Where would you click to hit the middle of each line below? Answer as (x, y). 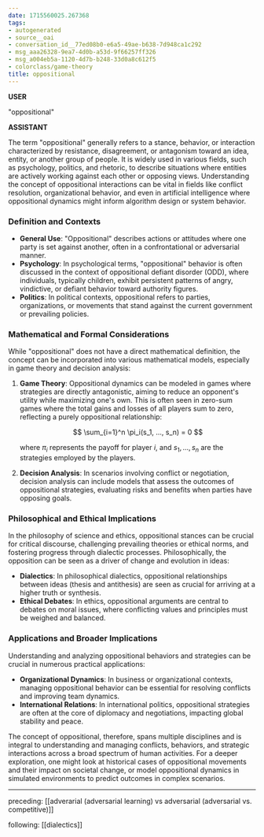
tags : (17, 23)
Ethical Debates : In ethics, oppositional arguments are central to (124, 601)
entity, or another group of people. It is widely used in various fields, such (127, 159)
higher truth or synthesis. (60, 593)
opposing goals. (46, 498)
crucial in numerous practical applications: (77, 664)
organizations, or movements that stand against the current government (136, 305)
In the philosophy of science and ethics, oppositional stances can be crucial (131, 536)
